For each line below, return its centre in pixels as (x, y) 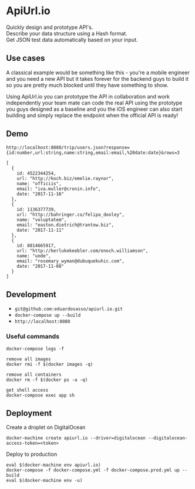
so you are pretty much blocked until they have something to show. (87, 85)
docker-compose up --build (48, 316)
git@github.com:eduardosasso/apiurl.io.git (69, 309)
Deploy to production (32, 454)
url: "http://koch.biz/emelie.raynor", (65, 178)
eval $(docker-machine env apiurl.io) (53, 465)
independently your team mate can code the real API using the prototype (94, 103)
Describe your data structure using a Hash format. (67, 33)
